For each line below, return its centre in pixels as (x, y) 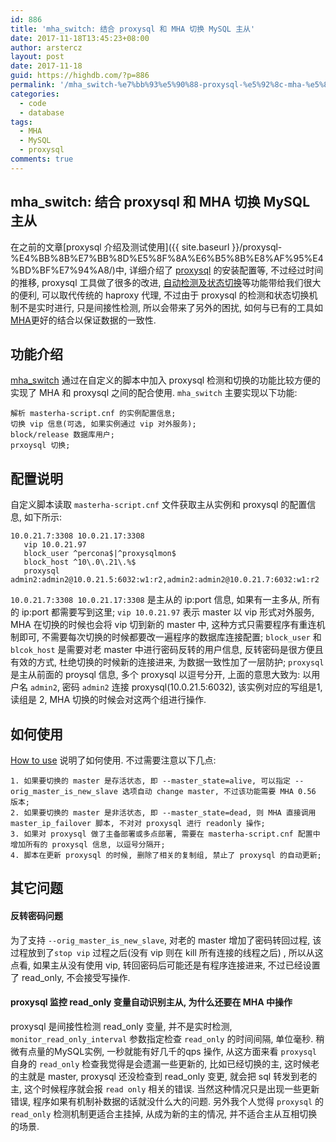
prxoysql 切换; (40, 446)
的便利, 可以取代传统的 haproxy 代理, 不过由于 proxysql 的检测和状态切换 (160, 295)
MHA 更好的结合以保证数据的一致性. (83, 320)
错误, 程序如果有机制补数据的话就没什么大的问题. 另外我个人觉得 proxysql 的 (167, 1101)
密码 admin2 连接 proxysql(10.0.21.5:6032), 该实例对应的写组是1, (192, 687)
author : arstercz (46, 47)
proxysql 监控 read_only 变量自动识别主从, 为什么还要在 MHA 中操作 (151, 1002)
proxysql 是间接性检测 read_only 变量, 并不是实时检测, (121, 1026)
